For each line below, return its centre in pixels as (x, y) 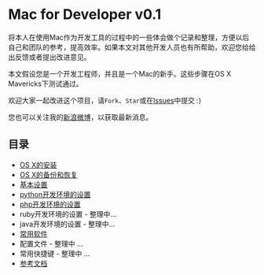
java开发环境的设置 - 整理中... (67, 224)
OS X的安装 (38, 165)
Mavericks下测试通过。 (46, 84)
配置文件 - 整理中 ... (51, 243)
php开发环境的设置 (50, 204)
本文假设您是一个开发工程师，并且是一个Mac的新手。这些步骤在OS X (120, 73)
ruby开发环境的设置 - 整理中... (68, 214)
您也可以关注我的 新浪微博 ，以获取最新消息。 (81, 117)
